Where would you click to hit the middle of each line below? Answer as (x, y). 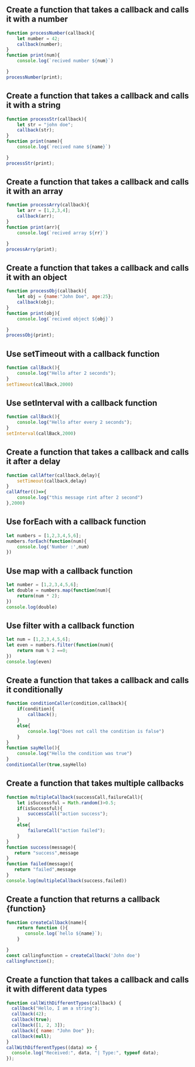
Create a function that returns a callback (83, 900)
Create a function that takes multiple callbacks (95, 783)
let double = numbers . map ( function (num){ (59, 590)
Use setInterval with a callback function (82, 403)
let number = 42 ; (39, 38)
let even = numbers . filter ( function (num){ (60, 645)
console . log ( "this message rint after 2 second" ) (80, 498)
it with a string (33, 105)
